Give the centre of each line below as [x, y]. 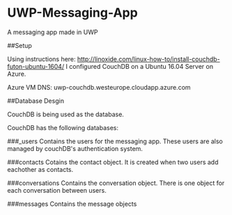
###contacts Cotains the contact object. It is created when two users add [113, 162]
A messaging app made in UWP [53, 32]
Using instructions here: [41, 59]
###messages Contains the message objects [72, 204]
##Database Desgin [36, 101]
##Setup [20, 45]
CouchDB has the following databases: [63, 127]
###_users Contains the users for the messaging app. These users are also [115, 141]
